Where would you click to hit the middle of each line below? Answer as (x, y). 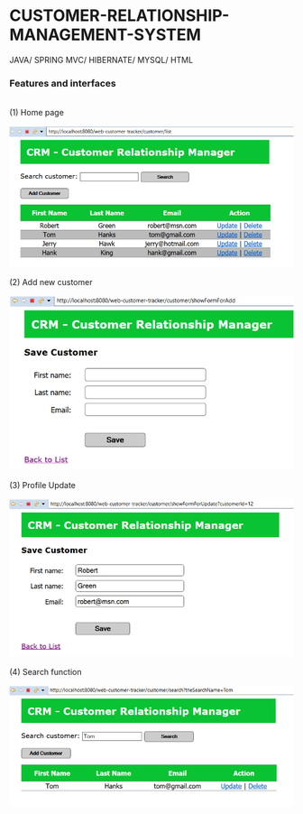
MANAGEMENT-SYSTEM (105, 35)
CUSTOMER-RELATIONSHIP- (119, 16)
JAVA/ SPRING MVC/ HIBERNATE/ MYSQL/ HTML (101, 60)
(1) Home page (37, 113)
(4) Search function (46, 671)
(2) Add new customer (51, 282)
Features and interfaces (63, 83)
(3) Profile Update (43, 485)
